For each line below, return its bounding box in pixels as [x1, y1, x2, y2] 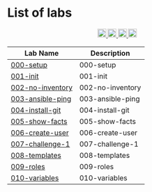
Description [90, 49, 130, 58]
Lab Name [24, 49, 59, 58]
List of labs [7, 5, 73, 21]
